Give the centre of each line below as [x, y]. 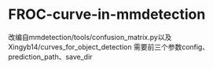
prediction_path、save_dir [50, 56]
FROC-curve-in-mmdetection [107, 15]
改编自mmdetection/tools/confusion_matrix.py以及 [90, 37]
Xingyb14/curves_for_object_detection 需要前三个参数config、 [109, 47]
